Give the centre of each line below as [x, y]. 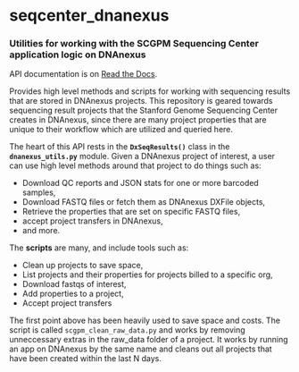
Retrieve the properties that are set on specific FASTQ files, [131, 212]
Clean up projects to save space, [83, 266]
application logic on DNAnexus [78, 55]
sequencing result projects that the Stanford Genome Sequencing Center [144, 110]
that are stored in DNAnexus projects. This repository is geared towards [141, 101]
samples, [39, 192]
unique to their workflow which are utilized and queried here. [121, 130]
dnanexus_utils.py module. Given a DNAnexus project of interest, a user [142, 156]
